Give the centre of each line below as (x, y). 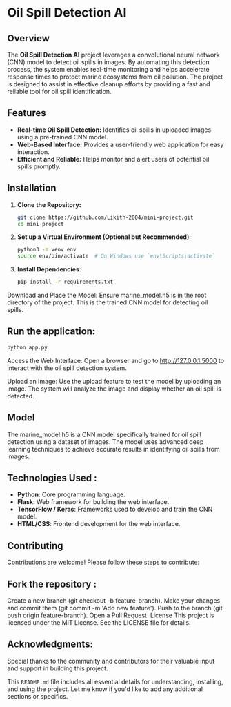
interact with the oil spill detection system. (67, 368)
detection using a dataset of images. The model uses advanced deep (106, 442)
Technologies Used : (52, 478)
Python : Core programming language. (71, 494)
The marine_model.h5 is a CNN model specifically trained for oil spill (104, 434)
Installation (32, 188)
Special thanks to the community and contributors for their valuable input (111, 661)
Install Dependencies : (49, 269)
